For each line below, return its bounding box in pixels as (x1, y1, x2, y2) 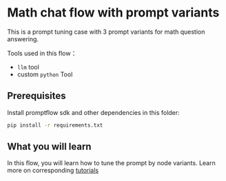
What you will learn (7, 141, 92, 153)
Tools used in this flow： (7, 49, 77, 57)
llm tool (17, 63, 39, 71)
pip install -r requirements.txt (7, 122, 103, 129)
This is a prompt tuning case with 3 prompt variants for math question (7, 28, 205, 36)
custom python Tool (17, 70, 73, 78)
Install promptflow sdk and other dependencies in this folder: (7, 108, 181, 116)
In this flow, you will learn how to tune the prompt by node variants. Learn (7, 159, 216, 167)
